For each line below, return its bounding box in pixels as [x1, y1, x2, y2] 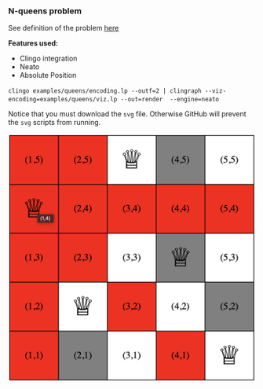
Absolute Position [19, 71, 77, 80]
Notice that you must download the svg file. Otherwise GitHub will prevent [8, 109, 247, 119]
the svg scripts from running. [8, 118, 101, 127]
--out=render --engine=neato [120, 96, 220, 104]
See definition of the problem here [8, 24, 119, 33]
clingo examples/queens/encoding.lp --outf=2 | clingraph [8, 87, 202, 95]
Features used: [8, 39, 59, 48]
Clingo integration [19, 53, 78, 64]
